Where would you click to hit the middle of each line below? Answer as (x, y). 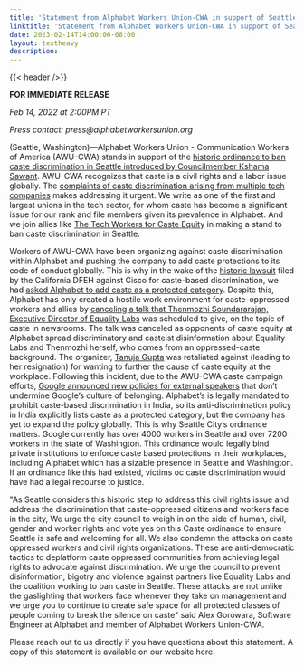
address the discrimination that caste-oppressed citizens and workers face (149, 509)
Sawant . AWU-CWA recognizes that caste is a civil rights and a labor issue (148, 176)
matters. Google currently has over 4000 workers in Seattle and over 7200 (148, 434)
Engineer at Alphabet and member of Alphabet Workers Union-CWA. (137, 624)
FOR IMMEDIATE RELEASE (60, 95)
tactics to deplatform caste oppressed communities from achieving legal (144, 557)
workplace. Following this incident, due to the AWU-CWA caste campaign (146, 376)
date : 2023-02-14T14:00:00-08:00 (72, 34)
